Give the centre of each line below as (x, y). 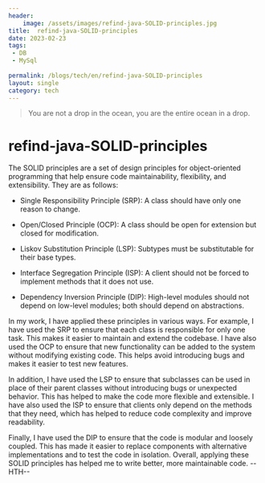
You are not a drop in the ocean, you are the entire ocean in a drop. (139, 113)
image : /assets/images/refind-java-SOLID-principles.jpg (120, 23)
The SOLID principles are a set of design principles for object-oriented (124, 168)
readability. (27, 422)
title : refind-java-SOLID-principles (73, 31)
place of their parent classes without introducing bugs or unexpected (123, 388)
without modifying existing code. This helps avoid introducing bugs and (126, 355)
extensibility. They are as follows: (63, 185)
